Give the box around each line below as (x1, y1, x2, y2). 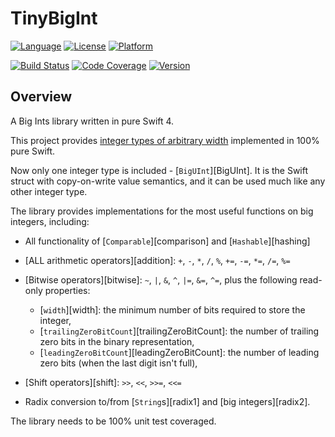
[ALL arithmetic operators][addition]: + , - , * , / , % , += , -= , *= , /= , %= (24, 254, 291, 266)
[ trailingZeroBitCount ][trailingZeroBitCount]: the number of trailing (39, 325, 320, 337)
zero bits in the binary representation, (39, 335, 195, 347)
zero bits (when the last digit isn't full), (39, 357, 198, 369)
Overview (10, 88, 73, 106)
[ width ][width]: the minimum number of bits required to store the (39, 303, 306, 316)
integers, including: (10, 215, 90, 227)
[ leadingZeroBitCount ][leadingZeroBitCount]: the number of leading (39, 346, 320, 358)
